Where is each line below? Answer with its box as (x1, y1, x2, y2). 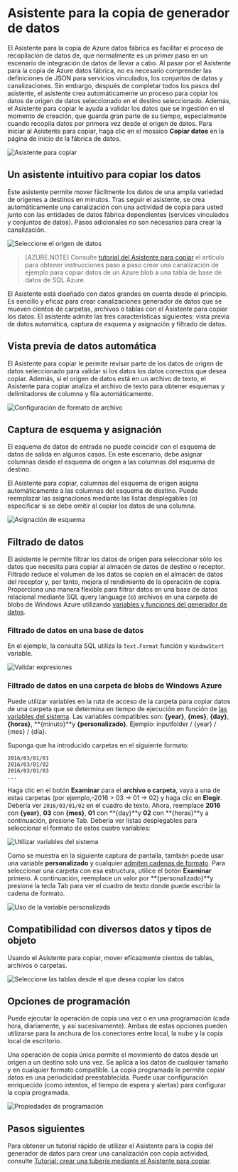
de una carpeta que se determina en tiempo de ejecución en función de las (7, 704, 227, 713)
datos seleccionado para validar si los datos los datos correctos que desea (7, 366, 227, 375)
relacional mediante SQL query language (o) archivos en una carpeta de (7, 592, 218, 602)
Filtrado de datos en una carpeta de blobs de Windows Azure (7, 681, 222, 691)
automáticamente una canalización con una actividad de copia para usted (7, 203, 224, 211)
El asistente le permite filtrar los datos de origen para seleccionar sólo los (7, 555, 222, 563)
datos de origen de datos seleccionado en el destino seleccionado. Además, (7, 96, 232, 105)
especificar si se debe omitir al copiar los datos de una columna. (7, 501, 197, 510)
